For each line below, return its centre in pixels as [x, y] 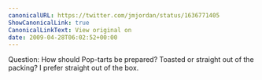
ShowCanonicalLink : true [49, 23]
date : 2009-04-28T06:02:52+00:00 [63, 37]
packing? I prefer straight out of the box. [74, 68]
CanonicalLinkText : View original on [70, 30]
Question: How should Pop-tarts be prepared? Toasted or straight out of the [131, 60]
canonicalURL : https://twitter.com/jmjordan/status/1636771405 [114, 15]
